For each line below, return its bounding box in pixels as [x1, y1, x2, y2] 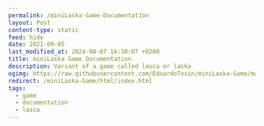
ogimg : [8, 70, 30, 77]
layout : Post [8, 19, 51, 27]
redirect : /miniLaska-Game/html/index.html [8, 77, 153, 85]
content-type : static [8, 26, 79, 34]
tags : [8, 84, 26, 92]
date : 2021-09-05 [8, 41, 65, 49]
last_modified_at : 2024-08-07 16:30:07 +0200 [8, 48, 159, 56]
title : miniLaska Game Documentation [8, 56, 132, 63]
